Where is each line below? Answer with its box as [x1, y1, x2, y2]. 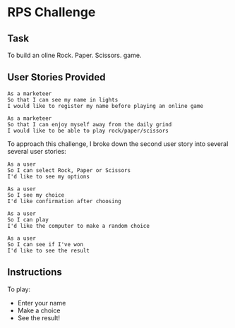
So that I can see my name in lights [7, 96, 119, 103]
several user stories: [7, 147, 67, 155]
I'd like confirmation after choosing [7, 198, 121, 205]
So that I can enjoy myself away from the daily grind [7, 121, 172, 128]
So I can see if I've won [7, 241, 83, 248]
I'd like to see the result [7, 247, 90, 254]
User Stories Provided [7, 71, 106, 83]
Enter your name [17, 298, 66, 307]
